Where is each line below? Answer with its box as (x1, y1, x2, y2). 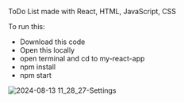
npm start (19, 71, 52, 79)
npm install (19, 62, 56, 72)
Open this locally (19, 46, 75, 54)
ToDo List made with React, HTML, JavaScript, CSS (8, 7, 177, 16)
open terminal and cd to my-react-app (19, 54, 145, 63)
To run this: (8, 22, 45, 31)
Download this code (19, 37, 86, 46)
